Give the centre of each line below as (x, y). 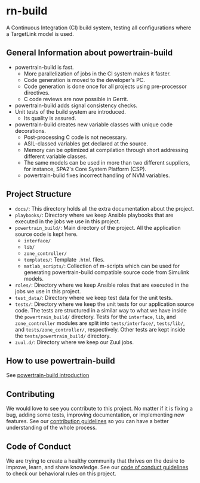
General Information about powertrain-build (90, 53)
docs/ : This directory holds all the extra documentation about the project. (104, 208)
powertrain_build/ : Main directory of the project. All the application (98, 227)
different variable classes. (56, 156)
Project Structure (39, 194)
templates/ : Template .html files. (64, 259)
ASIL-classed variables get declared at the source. (86, 143)
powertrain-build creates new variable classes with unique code (94, 124)
